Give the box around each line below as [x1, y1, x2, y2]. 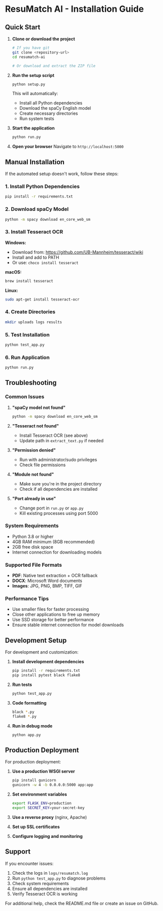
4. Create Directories [5, 308, 56, 315]
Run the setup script [12, 72, 55, 78]
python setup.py [12, 82, 45, 87]
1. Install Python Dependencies [5, 183, 80, 190]
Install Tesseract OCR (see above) [19, 432, 88, 438]
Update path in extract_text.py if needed [19, 437, 104, 443]
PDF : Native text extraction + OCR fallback [12, 573, 98, 579]
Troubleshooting [5, 379, 57, 387]
